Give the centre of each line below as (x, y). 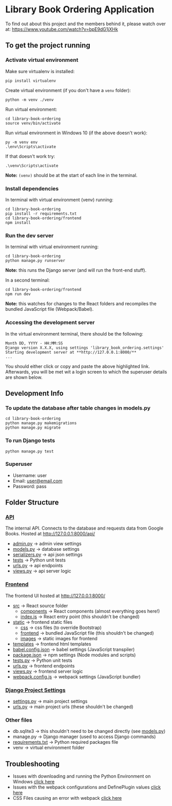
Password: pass (30, 486)
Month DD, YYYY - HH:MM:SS (34, 343)
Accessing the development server (50, 323)
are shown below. (24, 377)
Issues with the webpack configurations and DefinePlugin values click (87, 787)
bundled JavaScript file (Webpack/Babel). (50, 309)
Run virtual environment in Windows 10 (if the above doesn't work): (76, 133)
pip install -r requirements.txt (41, 214)
